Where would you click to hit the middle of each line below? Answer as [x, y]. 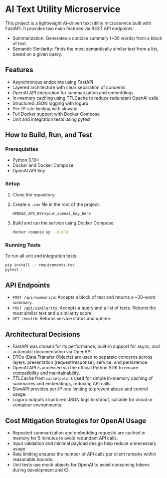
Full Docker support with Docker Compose [56, 114]
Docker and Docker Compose [43, 165]
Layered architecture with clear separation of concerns [69, 87]
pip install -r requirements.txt [40, 265]
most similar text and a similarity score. [53, 313]
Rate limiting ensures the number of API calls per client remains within [84, 454]
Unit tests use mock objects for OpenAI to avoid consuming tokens [81, 465]
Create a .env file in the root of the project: [56, 204]
